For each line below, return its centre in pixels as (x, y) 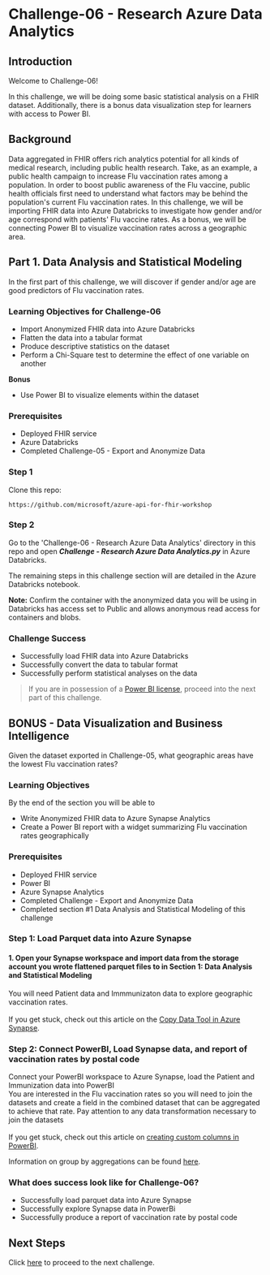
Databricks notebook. (45, 584)
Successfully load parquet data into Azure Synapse (106, 1200)
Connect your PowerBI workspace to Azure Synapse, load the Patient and (132, 1076)
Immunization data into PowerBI (62, 1085)
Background (40, 139)
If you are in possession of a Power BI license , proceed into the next (142, 689)
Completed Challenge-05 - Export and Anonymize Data (112, 451)
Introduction (41, 61)
